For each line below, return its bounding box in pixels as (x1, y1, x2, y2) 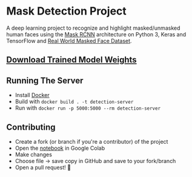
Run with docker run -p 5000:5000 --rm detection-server (15, 104, 161, 112)
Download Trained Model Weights (6, 55, 137, 65)
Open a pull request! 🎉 (15, 164, 71, 171)
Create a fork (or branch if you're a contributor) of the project (15, 138, 168, 145)
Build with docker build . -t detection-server (15, 98, 134, 105)
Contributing (6, 122, 56, 132)
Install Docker (15, 92, 50, 99)
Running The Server (6, 75, 84, 85)
